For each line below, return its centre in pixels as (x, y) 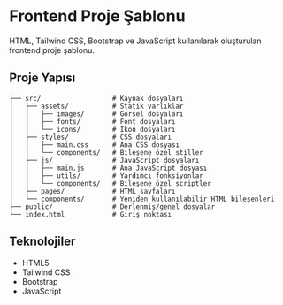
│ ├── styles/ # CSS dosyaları (91, 137)
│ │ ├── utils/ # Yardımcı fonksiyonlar (106, 175)
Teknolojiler (42, 242)
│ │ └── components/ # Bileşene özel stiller (106, 152)
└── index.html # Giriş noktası (91, 214)
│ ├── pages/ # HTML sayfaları (92, 191)
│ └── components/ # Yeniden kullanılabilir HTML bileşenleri (142, 199)
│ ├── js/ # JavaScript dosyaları (104, 160)
